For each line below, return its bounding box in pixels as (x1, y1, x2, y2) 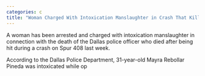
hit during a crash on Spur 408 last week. (6, 44, 110, 52)
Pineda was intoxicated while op (6, 62, 87, 70)
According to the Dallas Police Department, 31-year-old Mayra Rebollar (6, 56, 185, 63)
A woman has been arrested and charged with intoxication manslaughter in (6, 31, 195, 38)
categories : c (6, 9, 43, 15)
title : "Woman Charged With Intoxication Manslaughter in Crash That (6, 15, 187, 21)
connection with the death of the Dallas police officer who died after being (6, 38, 193, 45)
